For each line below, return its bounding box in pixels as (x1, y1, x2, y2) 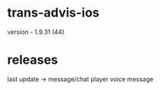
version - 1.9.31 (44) (7, 28, 65, 36)
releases (7, 52, 58, 68)
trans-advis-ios (7, 5, 99, 21)
